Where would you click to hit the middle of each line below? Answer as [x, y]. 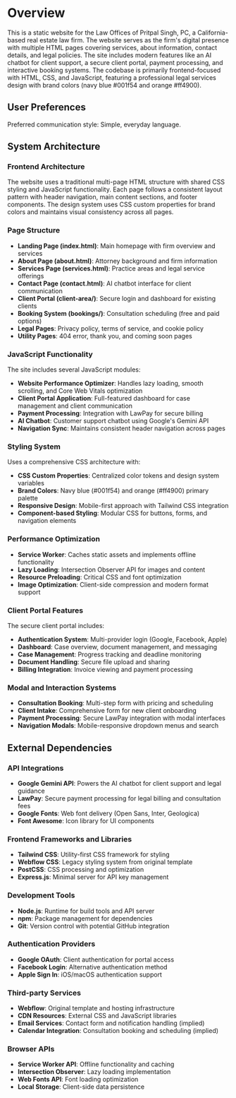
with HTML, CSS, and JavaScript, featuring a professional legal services [112, 77]
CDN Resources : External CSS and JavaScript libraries [97, 1016]
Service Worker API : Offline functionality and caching [96, 1064]
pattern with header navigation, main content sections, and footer [103, 197]
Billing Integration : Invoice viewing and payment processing [105, 669]
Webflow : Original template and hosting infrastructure [96, 1008]
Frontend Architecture [46, 167]
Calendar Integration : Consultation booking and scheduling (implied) [118, 1031]
